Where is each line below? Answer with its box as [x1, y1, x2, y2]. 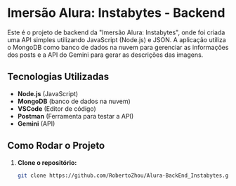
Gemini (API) [17, 119, 55, 128]
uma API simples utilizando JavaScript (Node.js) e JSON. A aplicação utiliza [7, 35, 226, 44]
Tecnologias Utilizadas [7, 71, 110, 83]
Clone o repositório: [17, 158, 77, 166]
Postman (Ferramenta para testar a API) [17, 112, 134, 120]
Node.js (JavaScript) [17, 89, 79, 98]
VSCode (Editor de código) [17, 104, 96, 113]
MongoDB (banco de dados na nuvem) [17, 97, 131, 105]
